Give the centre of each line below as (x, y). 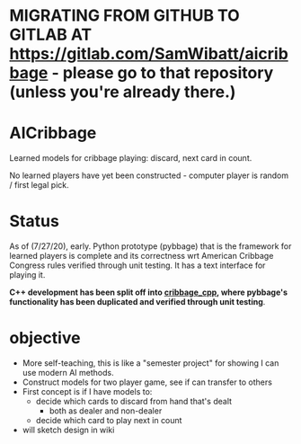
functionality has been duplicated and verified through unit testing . (137, 302)
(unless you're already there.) (123, 92)
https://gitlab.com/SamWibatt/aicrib (149, 54)
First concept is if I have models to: (87, 391)
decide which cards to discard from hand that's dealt (133, 401)
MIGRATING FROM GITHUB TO (124, 16)
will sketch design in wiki (68, 430)
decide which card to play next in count (109, 420)
